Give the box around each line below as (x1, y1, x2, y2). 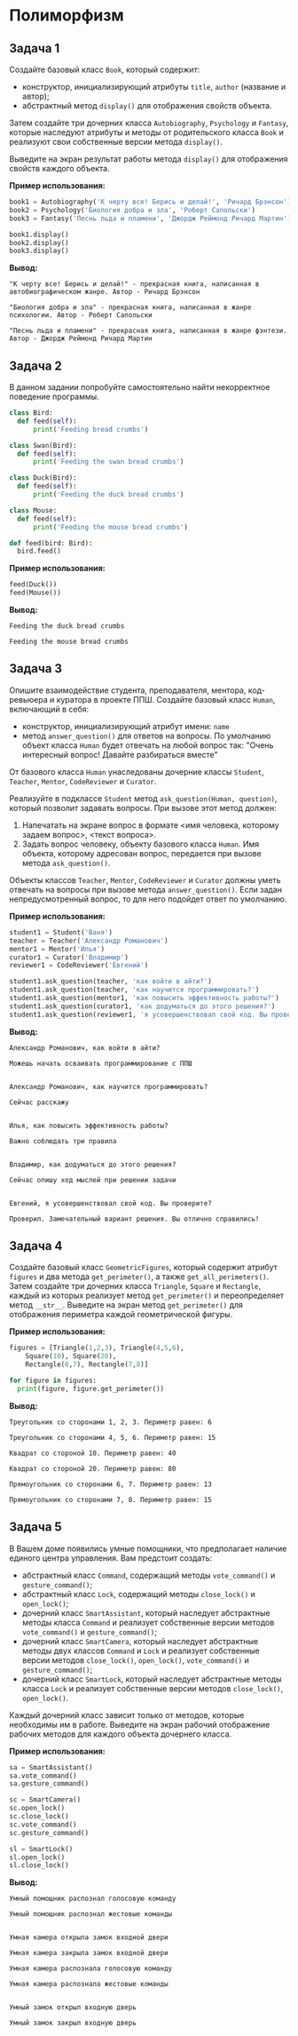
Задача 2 (9, 358, 62, 373)
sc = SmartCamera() (9, 1795, 82, 1804)
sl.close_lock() (9, 1861, 69, 1870)
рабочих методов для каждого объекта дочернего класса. (9, 1729, 232, 1739)
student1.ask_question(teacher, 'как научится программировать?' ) (9, 985, 260, 995)
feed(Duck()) (9, 580, 58, 589)
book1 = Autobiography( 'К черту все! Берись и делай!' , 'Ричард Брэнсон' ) (9, 197, 292, 206)
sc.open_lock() (9, 1804, 66, 1813)
